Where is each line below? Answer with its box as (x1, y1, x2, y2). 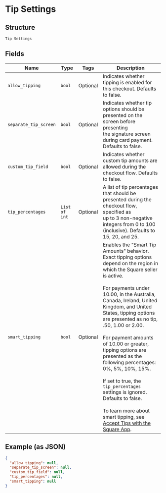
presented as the (103, 353, 142, 360)
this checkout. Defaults (103, 85, 157, 92)
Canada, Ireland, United (103, 297, 158, 304)
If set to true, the (103, 378, 141, 384)
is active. (103, 272, 124, 279)
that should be (103, 190, 136, 197)
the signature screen (103, 130, 151, 137)
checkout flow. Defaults (103, 169, 158, 176)
